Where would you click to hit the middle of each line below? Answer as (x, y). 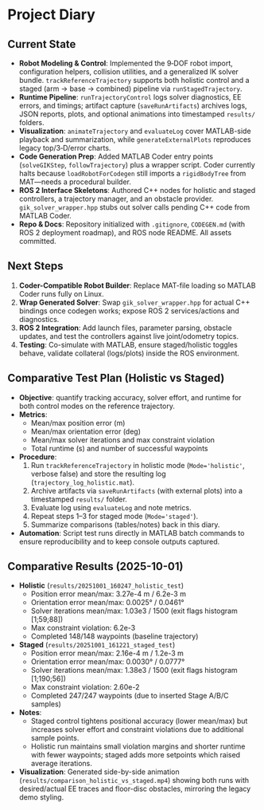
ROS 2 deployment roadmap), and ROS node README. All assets (125, 232)
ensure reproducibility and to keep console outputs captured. (119, 541)
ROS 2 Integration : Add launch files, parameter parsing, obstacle (125, 328)
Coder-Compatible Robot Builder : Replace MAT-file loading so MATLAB (137, 285)
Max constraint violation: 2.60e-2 (85, 687)
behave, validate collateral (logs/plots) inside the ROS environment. (129, 353)
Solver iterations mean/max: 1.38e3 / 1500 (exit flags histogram (134, 670)
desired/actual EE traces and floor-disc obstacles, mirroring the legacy (135, 789)
